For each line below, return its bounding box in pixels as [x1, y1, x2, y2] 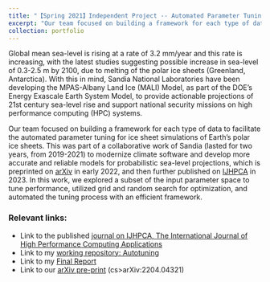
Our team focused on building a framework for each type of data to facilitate [8, 124, 261, 133]
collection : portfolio [8, 27, 84, 35]
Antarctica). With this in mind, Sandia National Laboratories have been [8, 74, 241, 84]
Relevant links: [8, 212, 67, 223]
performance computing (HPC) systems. [8, 108, 143, 118]
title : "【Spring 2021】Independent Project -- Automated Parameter [8, 11, 240, 20]
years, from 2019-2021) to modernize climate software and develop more [8, 149, 251, 159]
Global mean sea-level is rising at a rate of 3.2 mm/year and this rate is [8, 49, 243, 59]
